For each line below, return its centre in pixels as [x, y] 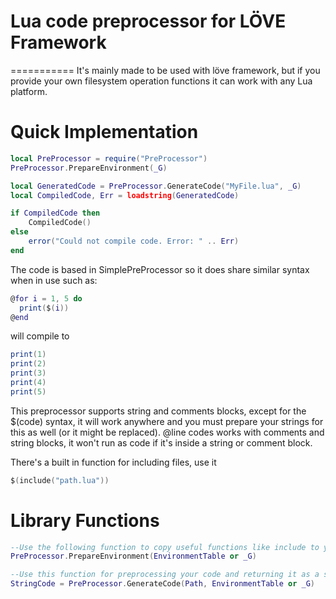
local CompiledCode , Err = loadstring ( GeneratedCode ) [125, 195]
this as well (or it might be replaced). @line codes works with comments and [167, 432]
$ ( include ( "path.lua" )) [60, 480]
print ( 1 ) [28, 355]
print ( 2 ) [28, 364]
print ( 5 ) [28, 391]
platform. [29, 91]
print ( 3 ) [28, 373]
